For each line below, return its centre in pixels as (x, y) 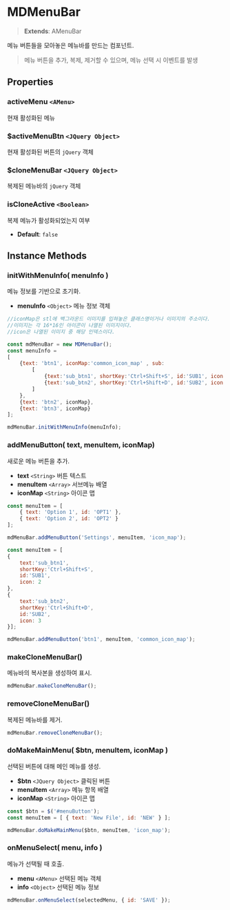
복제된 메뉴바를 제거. (35, 720)
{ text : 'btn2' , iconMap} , (57, 402)
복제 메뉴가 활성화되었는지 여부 (49, 220)
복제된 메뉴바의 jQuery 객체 (44, 186)
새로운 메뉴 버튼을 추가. (39, 461)
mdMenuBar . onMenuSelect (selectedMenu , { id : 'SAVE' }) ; (89, 900)
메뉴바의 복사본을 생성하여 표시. (50, 673)
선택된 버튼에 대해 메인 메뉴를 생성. (54, 766)
